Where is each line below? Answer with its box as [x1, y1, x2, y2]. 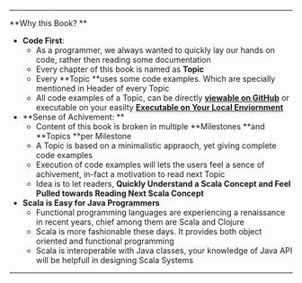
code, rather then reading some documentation [35, 55, 211, 65]
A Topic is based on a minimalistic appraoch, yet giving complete [35, 140, 277, 151]
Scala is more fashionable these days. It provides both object [35, 226, 262, 236]
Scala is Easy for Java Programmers [22, 198, 160, 208]
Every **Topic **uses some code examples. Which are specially [35, 74, 276, 84]
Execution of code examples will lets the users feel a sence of [35, 159, 265, 170]
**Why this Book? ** [9, 18, 88, 28]
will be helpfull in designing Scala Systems [35, 255, 194, 265]
